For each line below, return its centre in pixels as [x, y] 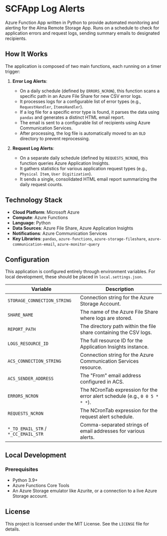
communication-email [34, 244]
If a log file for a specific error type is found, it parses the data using [89, 112]
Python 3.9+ [25, 480]
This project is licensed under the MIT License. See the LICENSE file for [77, 524]
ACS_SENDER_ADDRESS [31, 379]
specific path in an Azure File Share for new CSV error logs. [81, 96]
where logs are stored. [106, 318]
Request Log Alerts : [33, 148]
